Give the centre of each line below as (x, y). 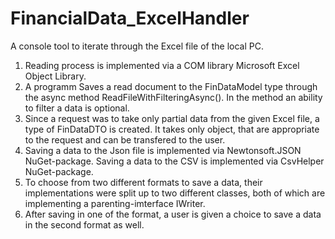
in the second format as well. (84, 224)
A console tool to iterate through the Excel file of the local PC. (137, 46)
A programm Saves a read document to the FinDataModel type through (171, 86)
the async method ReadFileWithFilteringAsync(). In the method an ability (173, 97)
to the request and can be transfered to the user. (125, 139)
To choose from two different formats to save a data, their (143, 182)
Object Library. (55, 76)
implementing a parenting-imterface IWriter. (115, 203)
